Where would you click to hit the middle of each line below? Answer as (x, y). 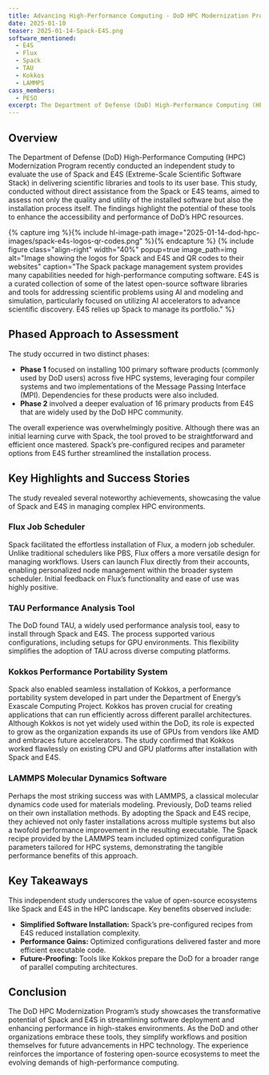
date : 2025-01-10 (37, 23)
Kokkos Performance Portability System (88, 672)
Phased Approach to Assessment (93, 334)
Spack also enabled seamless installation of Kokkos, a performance (120, 689)
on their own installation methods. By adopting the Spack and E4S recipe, (130, 812)
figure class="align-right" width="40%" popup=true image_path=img (123, 249)
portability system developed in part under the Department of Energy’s (125, 698)
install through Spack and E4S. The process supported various (112, 634)
